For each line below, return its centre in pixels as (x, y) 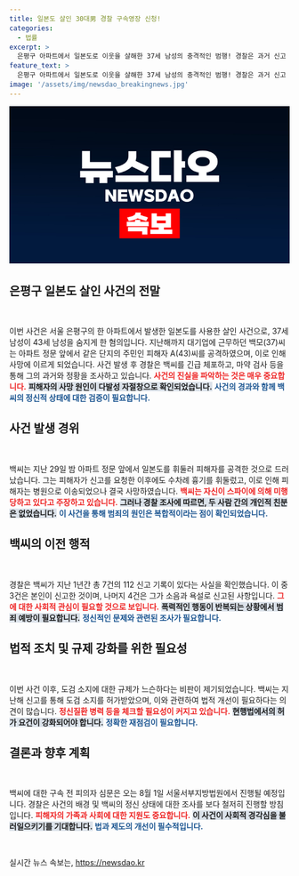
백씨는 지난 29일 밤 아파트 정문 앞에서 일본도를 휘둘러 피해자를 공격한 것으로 (141, 469)
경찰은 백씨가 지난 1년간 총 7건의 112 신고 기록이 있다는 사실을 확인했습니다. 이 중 (149, 584)
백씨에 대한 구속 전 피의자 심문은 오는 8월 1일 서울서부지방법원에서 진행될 (136, 793)
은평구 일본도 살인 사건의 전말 (85, 290)
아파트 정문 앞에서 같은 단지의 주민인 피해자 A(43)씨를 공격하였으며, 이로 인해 (152, 354)
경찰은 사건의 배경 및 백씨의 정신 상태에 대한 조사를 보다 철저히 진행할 (148, 804)
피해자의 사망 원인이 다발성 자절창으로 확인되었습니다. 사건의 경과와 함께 (152, 387)
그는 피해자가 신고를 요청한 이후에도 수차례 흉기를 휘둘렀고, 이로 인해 (161, 479)
